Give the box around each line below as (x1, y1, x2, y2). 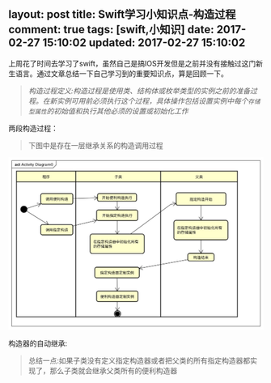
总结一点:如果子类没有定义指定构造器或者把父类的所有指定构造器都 (28, 355, 251, 365)
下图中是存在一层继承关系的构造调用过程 (28, 140, 163, 150)
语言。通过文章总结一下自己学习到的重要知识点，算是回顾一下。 (15, 68, 228, 79)
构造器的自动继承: (8, 338, 68, 348)
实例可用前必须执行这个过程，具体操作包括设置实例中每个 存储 (56, 96, 260, 105)
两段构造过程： (8, 123, 58, 133)
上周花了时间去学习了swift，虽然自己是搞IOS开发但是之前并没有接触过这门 (8, 58, 256, 68)
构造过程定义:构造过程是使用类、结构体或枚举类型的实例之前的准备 (28, 86, 251, 96)
